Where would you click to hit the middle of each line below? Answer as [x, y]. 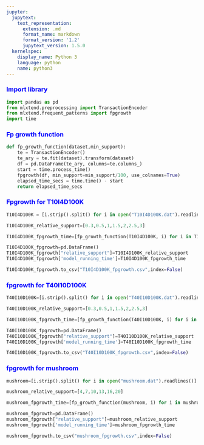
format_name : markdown [51, 35]
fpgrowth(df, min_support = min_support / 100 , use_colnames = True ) [99, 175]
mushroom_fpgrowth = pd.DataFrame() [50, 414]
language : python [39, 62]
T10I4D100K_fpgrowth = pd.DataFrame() [53, 247]
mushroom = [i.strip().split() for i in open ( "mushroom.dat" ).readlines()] [102, 381]
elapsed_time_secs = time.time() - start [70, 181]
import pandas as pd [32, 102]
